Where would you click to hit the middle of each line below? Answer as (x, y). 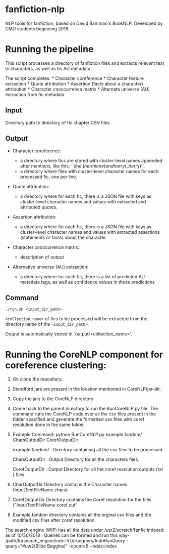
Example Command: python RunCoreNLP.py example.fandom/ (77, 435)
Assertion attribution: (34, 217)
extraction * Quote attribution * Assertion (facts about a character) (74, 83)
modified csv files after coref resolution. (54, 520)
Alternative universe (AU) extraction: (50, 267)
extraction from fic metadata (35, 94)
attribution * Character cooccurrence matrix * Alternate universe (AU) (78, 89)
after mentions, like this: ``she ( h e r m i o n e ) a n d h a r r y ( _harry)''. (82, 166)
